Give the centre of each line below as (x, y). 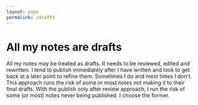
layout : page (23, 12)
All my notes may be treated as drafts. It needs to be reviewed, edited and (98, 64)
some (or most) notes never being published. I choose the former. (88, 95)
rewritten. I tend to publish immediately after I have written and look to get (98, 70)
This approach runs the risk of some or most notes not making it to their (96, 83)
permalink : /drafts (31, 17)
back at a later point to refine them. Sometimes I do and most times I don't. (99, 76)
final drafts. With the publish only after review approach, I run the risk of (96, 89)
